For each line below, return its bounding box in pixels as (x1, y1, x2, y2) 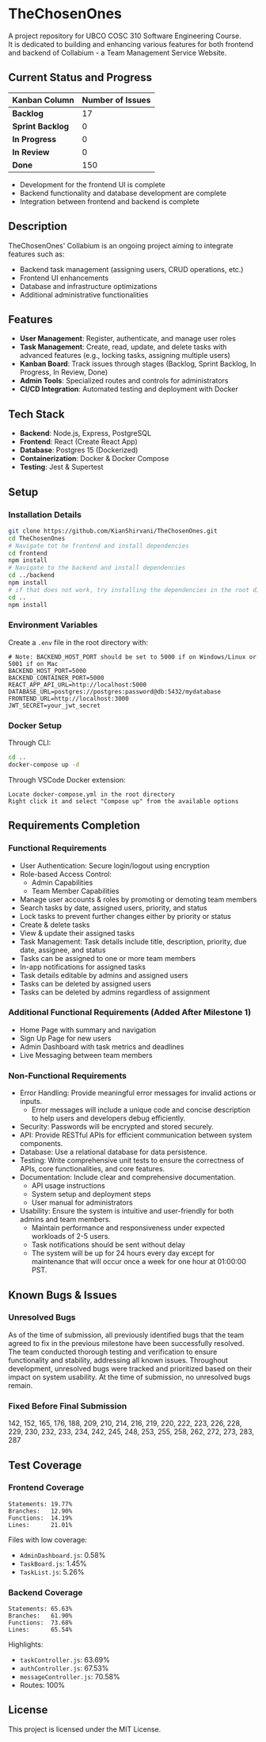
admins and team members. (19, 1215, 112, 1225)
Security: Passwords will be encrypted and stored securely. (19, 1122, 214, 1132)
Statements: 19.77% (8, 1500, 73, 1508)
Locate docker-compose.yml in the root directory (8, 790, 176, 798)
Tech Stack (8, 407, 65, 421)
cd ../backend (8, 571, 55, 579)
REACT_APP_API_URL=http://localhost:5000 (8, 680, 147, 689)
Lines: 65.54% (8, 1626, 73, 1634)
